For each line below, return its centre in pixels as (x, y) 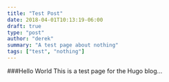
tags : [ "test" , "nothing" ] (46, 52)
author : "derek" (30, 39)
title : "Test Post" (35, 13)
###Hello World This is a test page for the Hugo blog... (85, 71)
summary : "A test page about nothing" (63, 45)
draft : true (24, 26)
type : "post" (26, 32)
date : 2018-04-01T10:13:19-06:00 (55, 20)
